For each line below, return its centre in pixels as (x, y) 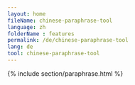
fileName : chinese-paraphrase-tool (60, 21)
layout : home (27, 14)
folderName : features (41, 34)
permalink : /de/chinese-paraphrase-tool (68, 40)
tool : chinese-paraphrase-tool (54, 54)
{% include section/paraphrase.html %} (65, 73)
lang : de (20, 47)
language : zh (27, 27)
